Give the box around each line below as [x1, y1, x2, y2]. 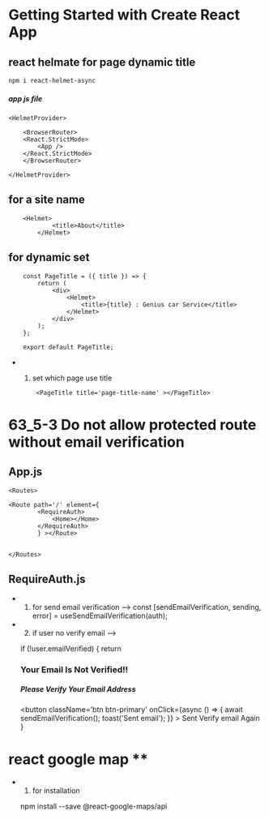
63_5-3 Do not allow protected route [8, 415, 257, 434]
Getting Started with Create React [8, 6, 241, 24]
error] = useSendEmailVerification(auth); [32, 611, 168, 621]
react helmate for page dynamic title [8, 55, 196, 69]
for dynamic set [8, 251, 90, 264]
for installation [32, 786, 80, 795]
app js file [8, 93, 43, 103]
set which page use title [32, 373, 113, 383]
